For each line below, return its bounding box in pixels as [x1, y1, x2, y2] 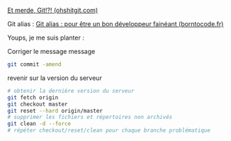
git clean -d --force [7, 120, 72, 128]
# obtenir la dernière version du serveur [7, 87, 135, 94]
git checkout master [7, 101, 69, 108]
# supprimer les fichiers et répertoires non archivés [7, 113, 173, 121]
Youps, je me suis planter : [7, 33, 85, 42]
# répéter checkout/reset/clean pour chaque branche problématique [7, 127, 211, 134]
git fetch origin [7, 94, 59, 101]
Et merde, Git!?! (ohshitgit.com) [7, 6, 98, 14]
